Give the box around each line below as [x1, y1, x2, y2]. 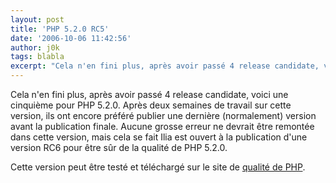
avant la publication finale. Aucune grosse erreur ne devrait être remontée [10, 121, 315, 132]
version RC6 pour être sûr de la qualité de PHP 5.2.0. [10, 142, 228, 153]
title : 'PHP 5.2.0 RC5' [10, 24, 110, 34]
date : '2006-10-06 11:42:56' [10, 33, 132, 43]
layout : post [10, 14, 65, 25]
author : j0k [10, 42, 60, 53]
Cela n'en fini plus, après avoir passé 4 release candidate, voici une [10, 89, 289, 100]
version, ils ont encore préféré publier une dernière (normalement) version [10, 110, 317, 121]
